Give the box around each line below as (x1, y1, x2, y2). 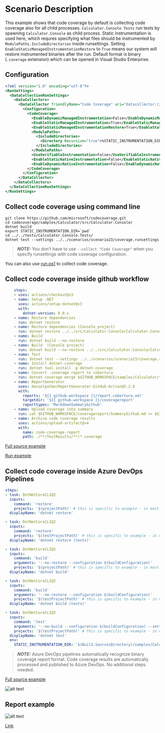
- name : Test (14, 352, 41, 357)
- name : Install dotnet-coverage (14, 361, 82, 366)
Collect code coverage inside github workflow (5, 275, 149, 283)
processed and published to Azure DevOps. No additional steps (17, 662, 146, 668)
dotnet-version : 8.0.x (23, 311, 69, 316)
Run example (5, 453, 32, 459)
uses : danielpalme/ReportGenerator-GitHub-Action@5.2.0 (18, 384, 135, 389)
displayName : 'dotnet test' (9, 633, 67, 638)
